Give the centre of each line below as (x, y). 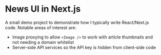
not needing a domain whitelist (43, 42)
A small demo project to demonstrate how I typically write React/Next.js (77, 22)
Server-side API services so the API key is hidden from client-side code (84, 47)
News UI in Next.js (43, 9)
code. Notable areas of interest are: (41, 27)
